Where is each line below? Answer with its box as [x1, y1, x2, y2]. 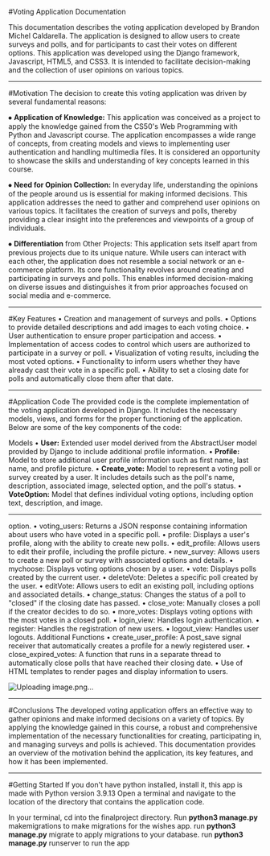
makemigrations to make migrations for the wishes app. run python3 [8, 821, 236, 830]
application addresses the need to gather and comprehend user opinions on [8, 197, 260, 207]
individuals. [8, 223, 47, 233]
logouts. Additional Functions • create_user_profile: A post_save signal [8, 632, 242, 642]
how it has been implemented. [8, 757, 108, 766]
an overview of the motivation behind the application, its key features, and [8, 748, 254, 758]
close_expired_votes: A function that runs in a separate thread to [8, 650, 222, 659]
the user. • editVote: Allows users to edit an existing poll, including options [8, 581, 255, 590]
